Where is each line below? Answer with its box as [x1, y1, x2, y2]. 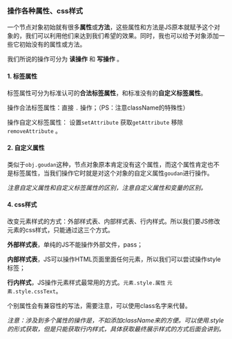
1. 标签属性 [7, 72, 38, 80]
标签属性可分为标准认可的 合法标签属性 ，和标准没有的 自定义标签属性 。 [7, 88, 207, 97]
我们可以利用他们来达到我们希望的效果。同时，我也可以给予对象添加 [25, 32, 219, 40]
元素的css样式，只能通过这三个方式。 [7, 225, 114, 234]
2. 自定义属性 [7, 143, 45, 152]
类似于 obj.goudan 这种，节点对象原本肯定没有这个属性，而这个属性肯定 [7, 160, 208, 168]
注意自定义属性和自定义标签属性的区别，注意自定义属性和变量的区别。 [7, 183, 207, 192]
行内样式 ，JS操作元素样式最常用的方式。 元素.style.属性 [7, 278, 166, 287]
